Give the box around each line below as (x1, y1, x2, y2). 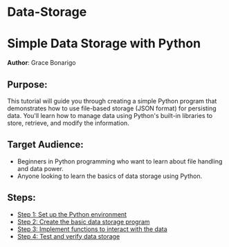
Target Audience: (7, 139, 84, 150)
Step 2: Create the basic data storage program (17, 217, 150, 226)
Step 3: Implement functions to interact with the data (17, 225, 167, 233)
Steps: (7, 192, 36, 204)
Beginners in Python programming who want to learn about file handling (17, 157, 223, 166)
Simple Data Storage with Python (7, 36, 201, 52)
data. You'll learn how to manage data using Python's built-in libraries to (7, 111, 213, 119)
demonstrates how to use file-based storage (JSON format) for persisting (7, 104, 217, 112)
